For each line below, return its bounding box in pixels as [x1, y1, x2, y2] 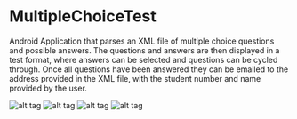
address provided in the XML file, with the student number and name [9, 73, 261, 83]
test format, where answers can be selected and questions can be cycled [9, 54, 278, 65]
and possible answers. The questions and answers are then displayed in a [9, 44, 280, 55]
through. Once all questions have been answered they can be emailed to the [9, 64, 289, 75]
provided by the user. [9, 83, 87, 93]
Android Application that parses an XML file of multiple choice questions [9, 36, 275, 46]
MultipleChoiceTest [9, 6, 157, 27]
